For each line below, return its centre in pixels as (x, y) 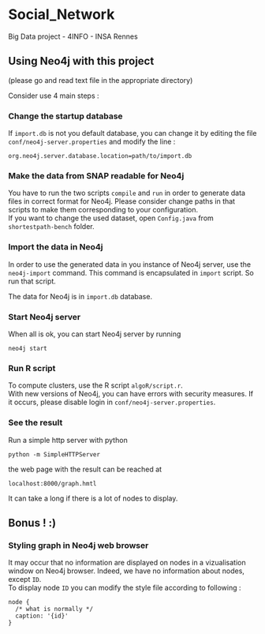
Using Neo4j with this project (81, 61)
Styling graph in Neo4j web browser (78, 545)
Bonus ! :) (32, 523)
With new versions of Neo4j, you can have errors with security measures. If (131, 394)
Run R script (32, 368)
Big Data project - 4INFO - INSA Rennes (73, 36)
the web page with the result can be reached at (85, 469)
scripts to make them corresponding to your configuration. (103, 210)
